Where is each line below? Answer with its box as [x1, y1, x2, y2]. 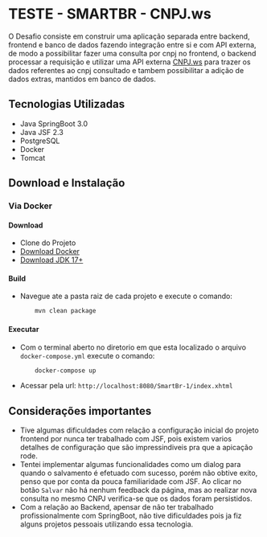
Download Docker [19, 247, 80, 256]
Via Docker [8, 200, 53, 211]
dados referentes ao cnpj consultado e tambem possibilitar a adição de [8, 65, 244, 75]
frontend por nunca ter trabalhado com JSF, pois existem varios [19, 434, 232, 444]
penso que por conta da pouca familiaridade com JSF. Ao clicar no [19, 477, 242, 486]
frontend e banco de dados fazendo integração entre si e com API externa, [8, 39, 257, 49]
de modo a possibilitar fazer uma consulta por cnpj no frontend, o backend [8, 48, 257, 58]
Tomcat [19, 153, 46, 162]
